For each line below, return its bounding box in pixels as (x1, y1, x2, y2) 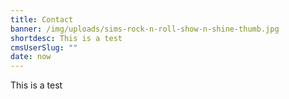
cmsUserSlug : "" (10, 42, 78, 53)
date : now (10, 52, 52, 62)
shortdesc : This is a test (10, 33, 123, 43)
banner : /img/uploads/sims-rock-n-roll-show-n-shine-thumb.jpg (10, 24, 280, 34)
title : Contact (10, 14, 74, 25)
